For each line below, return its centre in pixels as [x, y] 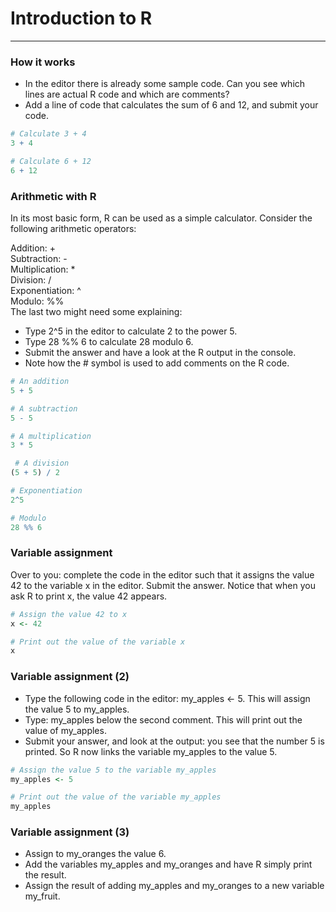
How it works [43, 62]
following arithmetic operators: [73, 229]
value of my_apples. [65, 730]
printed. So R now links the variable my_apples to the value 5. [151, 751]
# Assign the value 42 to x [69, 614]
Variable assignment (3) [70, 832]
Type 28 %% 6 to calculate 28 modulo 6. [109, 342]
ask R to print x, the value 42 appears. [89, 596]
